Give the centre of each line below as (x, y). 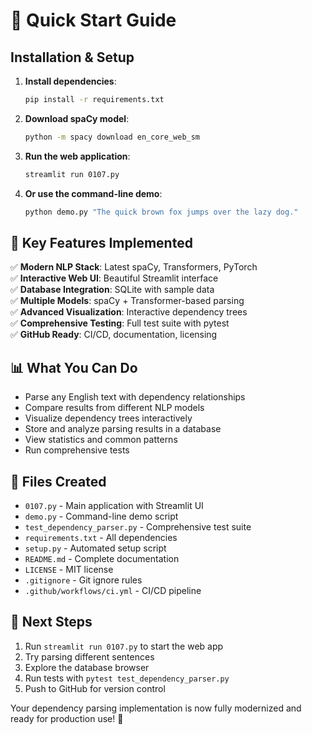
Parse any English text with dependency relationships (135, 397)
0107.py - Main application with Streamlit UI (114, 505)
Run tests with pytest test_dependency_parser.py (127, 678)
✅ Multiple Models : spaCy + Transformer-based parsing (127, 301)
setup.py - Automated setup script (95, 548)
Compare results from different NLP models (114, 408)
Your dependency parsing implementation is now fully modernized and (156, 708)
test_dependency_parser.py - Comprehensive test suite (138, 526)
